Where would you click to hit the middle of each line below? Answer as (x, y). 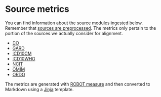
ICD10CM (22, 53)
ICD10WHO (24, 58)
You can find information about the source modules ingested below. (74, 23)
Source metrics (37, 9)
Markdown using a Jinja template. (40, 89)
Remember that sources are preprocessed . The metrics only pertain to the (81, 28)
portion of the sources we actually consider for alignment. (64, 33)
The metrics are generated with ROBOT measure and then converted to (78, 84)
